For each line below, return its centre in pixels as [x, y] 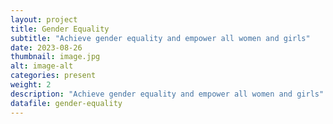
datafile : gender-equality [66, 103]
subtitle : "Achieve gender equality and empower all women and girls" [160, 38]
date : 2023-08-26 [46, 47]
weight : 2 [31, 85]
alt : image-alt [42, 66]
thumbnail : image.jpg [55, 57]
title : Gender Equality [60, 29]
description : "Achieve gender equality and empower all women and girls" [167, 94]
